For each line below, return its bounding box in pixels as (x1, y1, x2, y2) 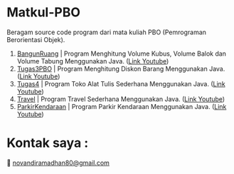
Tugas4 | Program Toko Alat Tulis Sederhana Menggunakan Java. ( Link (16, 79, 225, 88)
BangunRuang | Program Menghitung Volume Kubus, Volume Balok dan (16, 49, 227, 58)
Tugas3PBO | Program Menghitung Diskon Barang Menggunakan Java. (16, 64, 225, 73)
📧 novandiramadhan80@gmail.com (6, 158, 110, 167)
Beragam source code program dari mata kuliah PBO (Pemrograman (6, 28, 207, 36)
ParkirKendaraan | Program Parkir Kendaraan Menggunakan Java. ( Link (16, 102, 227, 111)
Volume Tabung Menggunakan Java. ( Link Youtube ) (16, 56, 169, 65)
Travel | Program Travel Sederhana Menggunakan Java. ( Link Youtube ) (16, 94, 225, 103)
